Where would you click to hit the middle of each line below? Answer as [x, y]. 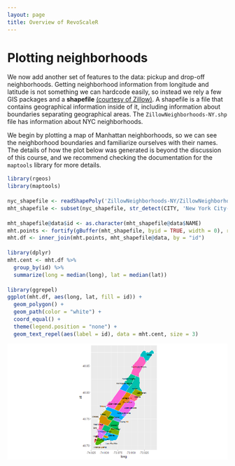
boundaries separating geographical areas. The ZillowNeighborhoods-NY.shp [117, 114]
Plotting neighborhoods [78, 58]
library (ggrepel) [33, 290]
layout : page [26, 15]
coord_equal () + [37, 320]
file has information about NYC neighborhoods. [75, 122]
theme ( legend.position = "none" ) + [65, 327]
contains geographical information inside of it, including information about [114, 107]
